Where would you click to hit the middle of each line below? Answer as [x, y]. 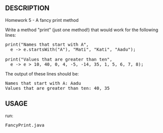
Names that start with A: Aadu [43, 83]
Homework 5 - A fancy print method [42, 20]
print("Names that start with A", [47, 44]
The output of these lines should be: [42, 73]
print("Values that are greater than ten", [59, 59]
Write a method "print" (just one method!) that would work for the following [82, 30]
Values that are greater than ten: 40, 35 [57, 88]
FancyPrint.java [25, 125]
